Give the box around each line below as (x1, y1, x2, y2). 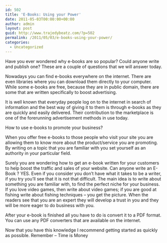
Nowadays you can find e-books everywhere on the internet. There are (5, 73, 152, 79)
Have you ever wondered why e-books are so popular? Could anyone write (5, 58, 160, 64)
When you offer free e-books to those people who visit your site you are (5, 134, 154, 140)
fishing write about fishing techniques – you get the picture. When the (5, 191, 149, 197)
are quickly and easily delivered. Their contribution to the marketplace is (5, 109, 154, 115)
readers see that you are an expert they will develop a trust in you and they (5, 197, 159, 203)
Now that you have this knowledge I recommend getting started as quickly (5, 227, 158, 233)
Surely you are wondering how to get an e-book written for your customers (5, 159, 160, 165)
